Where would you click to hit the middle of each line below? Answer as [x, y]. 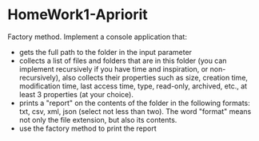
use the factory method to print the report [88, 128]
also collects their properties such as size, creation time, [155, 77]
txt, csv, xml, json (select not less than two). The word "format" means [135, 111]
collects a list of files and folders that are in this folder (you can [123, 61]
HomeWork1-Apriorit [78, 15]
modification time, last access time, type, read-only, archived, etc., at [133, 86]
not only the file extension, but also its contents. [98, 119]
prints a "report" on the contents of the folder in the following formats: [135, 103]
